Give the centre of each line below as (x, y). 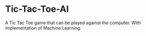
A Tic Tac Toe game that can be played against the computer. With (73, 23)
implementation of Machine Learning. (43, 28)
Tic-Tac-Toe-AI (37, 9)
